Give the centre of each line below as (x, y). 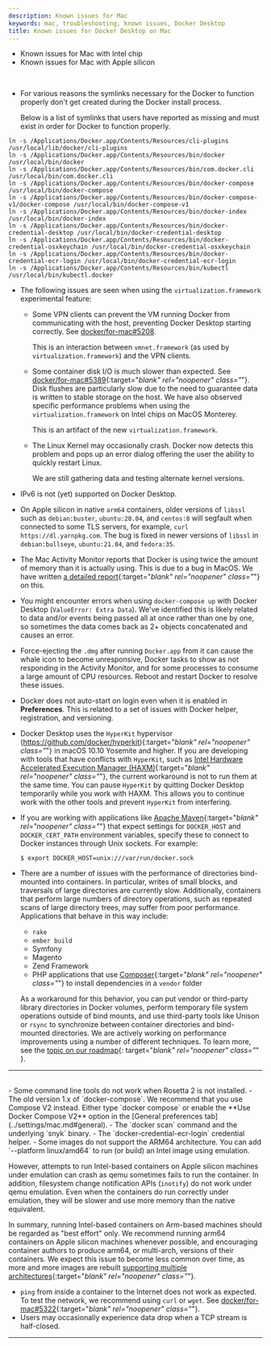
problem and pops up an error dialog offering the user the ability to (143, 454)
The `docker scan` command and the (176, 1125)
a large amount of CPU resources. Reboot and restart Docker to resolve (139, 677)
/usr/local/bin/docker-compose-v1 (131, 205)
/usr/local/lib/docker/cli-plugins (68, 148)
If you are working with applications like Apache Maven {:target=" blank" (139, 818)
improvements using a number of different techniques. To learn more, (135, 1042)
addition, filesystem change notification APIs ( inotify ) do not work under (130, 1184)
